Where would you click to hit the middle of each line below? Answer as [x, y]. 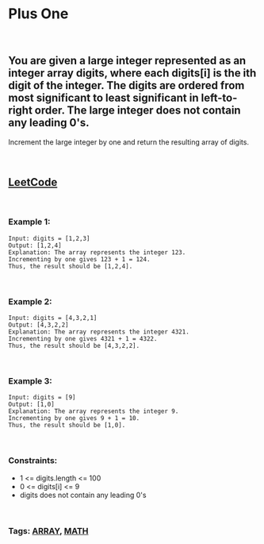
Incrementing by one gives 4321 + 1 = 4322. [83, 339]
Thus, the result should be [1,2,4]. [71, 266]
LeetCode [33, 182]
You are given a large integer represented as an [127, 61]
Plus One [38, 14]
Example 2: [30, 301]
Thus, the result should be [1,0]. [67, 426]
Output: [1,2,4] [35, 245]
